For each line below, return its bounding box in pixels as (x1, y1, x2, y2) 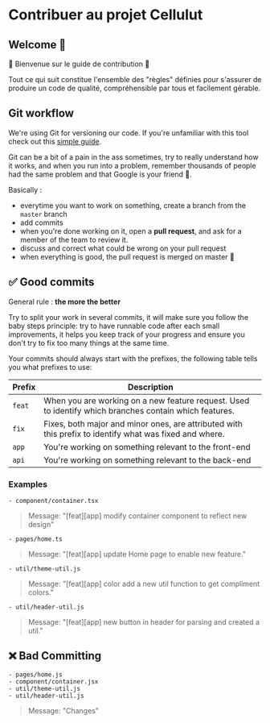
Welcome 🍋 (8, 38, 67, 52)
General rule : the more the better (8, 297, 121, 306)
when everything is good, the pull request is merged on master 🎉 (19, 251, 235, 261)
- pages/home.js (8, 671, 63, 679)
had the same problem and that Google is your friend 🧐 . (8, 169, 193, 179)
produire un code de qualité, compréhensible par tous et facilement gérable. (8, 83, 261, 93)
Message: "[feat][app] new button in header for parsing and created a (27, 617, 260, 626)
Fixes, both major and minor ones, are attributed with (43, 418, 243, 429)
